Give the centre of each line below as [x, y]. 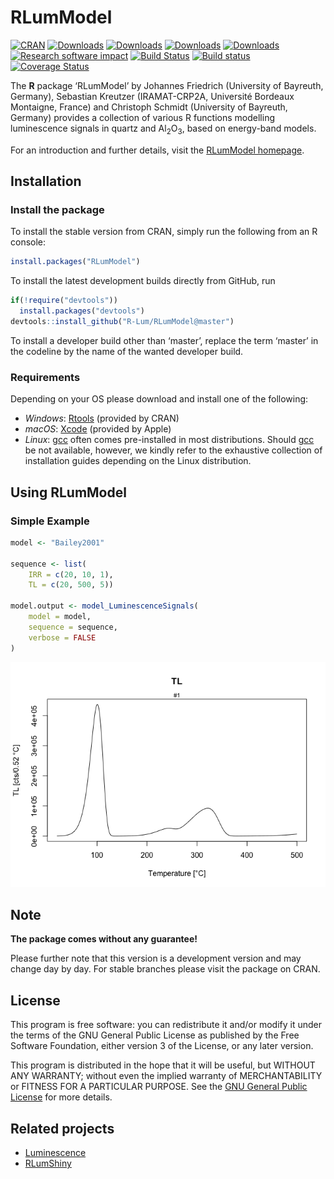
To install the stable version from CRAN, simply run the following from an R [164, 232]
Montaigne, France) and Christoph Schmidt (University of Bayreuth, [149, 107]
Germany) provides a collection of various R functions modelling [142, 117]
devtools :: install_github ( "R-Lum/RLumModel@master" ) [122, 322]
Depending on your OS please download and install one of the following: [159, 399]
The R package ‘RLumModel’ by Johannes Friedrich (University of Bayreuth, [167, 85]
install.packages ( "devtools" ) [82, 311]
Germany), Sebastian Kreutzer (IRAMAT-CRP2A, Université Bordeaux [152, 96]
